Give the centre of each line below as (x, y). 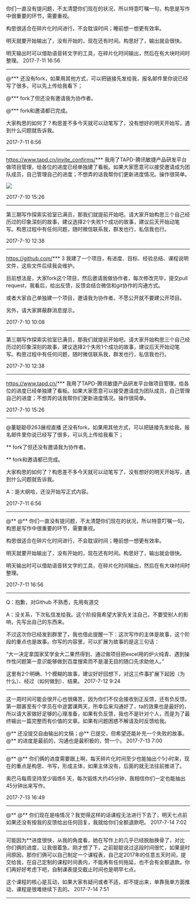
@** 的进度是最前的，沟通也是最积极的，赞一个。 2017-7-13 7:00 (84, 741)
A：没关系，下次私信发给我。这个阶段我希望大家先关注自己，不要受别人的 (95, 614)
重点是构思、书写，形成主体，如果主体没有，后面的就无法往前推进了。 (100, 766)
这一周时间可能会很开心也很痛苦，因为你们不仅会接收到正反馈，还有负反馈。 (98, 699)
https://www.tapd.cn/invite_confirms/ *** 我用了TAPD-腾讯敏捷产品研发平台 (97, 159)
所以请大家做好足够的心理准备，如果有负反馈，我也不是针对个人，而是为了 (95, 714)
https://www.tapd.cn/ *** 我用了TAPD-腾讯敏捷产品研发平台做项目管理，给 (95, 383)
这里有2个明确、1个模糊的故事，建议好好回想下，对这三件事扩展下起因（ (93, 674)
